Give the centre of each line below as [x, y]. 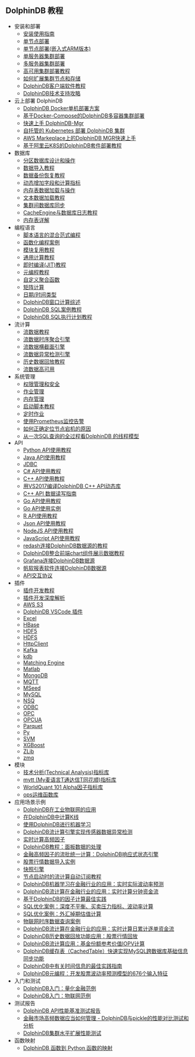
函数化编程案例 [41, 242]
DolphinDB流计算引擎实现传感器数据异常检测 [78, 832]
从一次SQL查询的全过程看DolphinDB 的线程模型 [81, 436]
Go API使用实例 [42, 508]
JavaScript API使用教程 [52, 538]
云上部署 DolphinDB [38, 101]
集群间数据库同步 [44, 205]
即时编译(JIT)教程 [45, 265]
